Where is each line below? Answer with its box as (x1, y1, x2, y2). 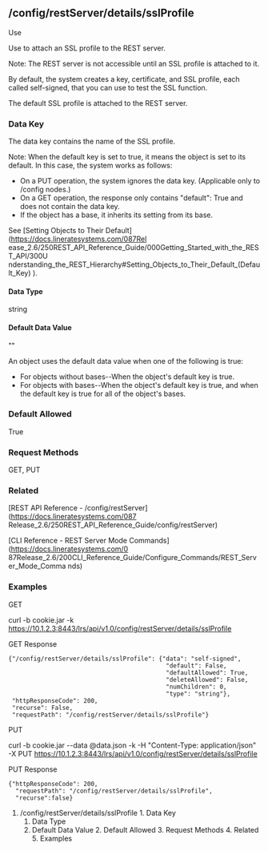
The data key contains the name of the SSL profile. (8, 136, 176, 147)
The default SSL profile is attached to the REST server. (8, 98, 188, 107)
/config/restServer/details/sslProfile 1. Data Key (19, 808, 176, 817)
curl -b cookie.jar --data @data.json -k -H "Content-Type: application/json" (8, 740, 257, 750)
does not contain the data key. (19, 202, 120, 212)
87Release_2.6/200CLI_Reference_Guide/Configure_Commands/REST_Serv (8, 553, 258, 563)
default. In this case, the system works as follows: (8, 160, 173, 171)
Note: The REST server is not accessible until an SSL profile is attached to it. (8, 58, 260, 68)
